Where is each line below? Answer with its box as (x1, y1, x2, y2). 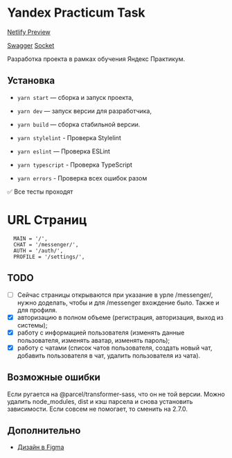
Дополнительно (7, 425, 81, 436)
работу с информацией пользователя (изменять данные (17, 328, 185, 337)
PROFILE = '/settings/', (13, 253, 85, 260)
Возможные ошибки (7, 371, 100, 383)
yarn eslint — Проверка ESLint (17, 147, 111, 155)
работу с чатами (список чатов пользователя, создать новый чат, (17, 343, 213, 352)
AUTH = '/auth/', (13, 247, 64, 254)
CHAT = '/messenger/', (13, 241, 79, 248)
